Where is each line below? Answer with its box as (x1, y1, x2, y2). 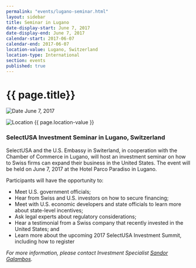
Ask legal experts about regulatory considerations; (14, 213, 136, 220)
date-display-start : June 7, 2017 (6, 25, 91, 31)
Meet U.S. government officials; (14, 188, 91, 195)
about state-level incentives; (14, 207, 84, 214)
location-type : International (6, 52, 80, 58)
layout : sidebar (6, 14, 46, 20)
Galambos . (6, 255, 33, 262)
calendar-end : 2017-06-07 (6, 42, 69, 47)
